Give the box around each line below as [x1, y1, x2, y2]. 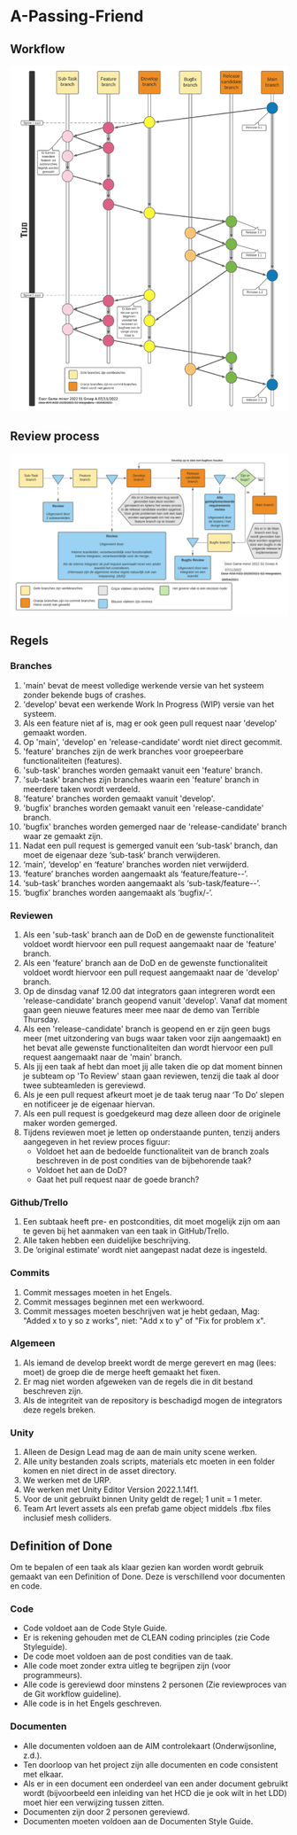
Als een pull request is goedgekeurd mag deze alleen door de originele [22, 1108, 281, 1118]
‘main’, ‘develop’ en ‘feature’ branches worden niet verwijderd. [22, 859, 249, 869]
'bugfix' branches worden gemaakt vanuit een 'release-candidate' [22, 802, 264, 813]
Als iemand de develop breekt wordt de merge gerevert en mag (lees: [22, 1357, 277, 1368]
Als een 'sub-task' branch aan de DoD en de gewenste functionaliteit [22, 929, 275, 940]
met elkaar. [22, 1769, 65, 1779]
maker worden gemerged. [22, 1117, 118, 1128]
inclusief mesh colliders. [22, 1512, 112, 1523]
